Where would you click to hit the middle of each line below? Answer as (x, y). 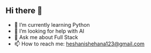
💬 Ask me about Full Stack (46, 37)
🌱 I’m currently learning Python (52, 24)
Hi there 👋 (24, 11)
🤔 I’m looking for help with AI (49, 31)
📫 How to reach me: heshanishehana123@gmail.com (79, 44)
